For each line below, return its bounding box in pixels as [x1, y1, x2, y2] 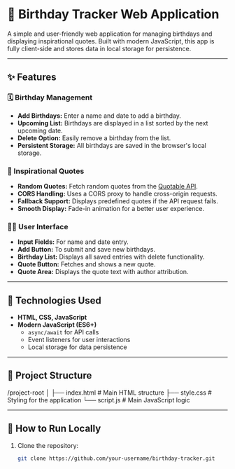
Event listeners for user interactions [27, 336, 131, 344]
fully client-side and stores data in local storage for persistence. [7, 44, 192, 53]
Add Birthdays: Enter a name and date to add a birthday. [17, 111, 182, 120]
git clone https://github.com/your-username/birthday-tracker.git [17, 455, 215, 462]
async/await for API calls [27, 328, 99, 337]
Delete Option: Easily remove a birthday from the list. [17, 133, 171, 142]
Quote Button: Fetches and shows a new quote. [17, 260, 156, 269]
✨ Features [7, 72, 57, 83]
